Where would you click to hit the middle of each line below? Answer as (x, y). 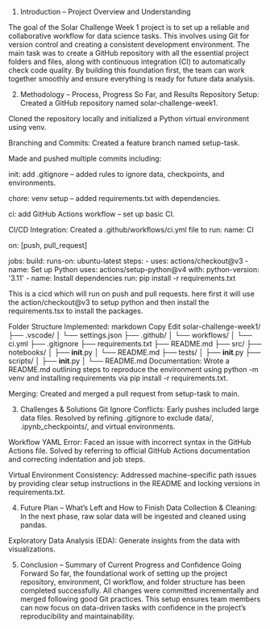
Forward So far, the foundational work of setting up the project (124, 573)
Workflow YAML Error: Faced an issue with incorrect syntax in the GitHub (130, 442)
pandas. (33, 525)
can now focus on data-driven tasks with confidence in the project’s (133, 608)
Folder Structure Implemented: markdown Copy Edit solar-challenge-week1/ (135, 327)
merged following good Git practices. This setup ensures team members (140, 599)
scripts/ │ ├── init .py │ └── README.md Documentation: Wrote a (119, 361)
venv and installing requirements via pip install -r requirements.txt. (118, 378)
